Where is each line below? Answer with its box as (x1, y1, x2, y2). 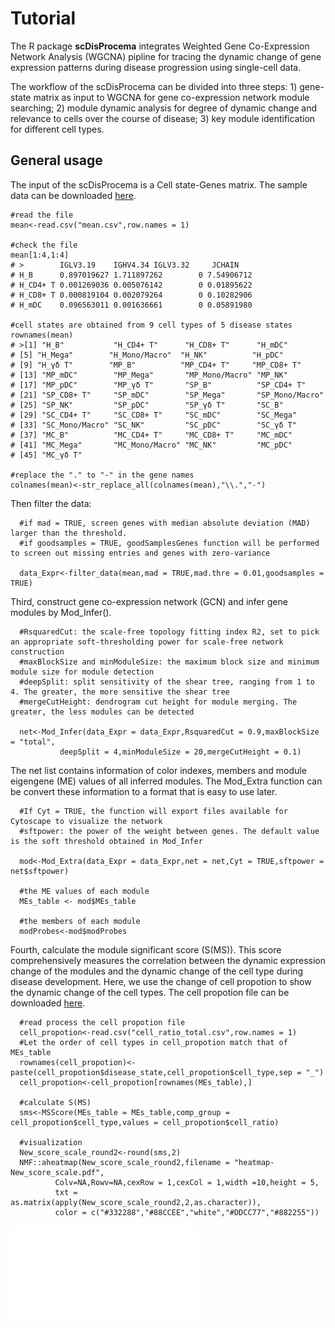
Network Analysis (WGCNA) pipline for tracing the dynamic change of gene (10, 50, 322, 62)
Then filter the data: (10, 497, 92, 509)
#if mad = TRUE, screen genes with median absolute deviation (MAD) (19, 518, 311, 528)
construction (10, 647, 65, 657)
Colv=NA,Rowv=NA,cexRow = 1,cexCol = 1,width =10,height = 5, (54, 1177, 320, 1187)
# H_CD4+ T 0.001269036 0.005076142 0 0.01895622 (10, 280, 253, 290)
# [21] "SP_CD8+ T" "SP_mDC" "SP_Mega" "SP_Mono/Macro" (10, 390, 325, 400)
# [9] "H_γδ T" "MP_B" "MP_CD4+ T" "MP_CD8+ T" (10, 360, 302, 370)
